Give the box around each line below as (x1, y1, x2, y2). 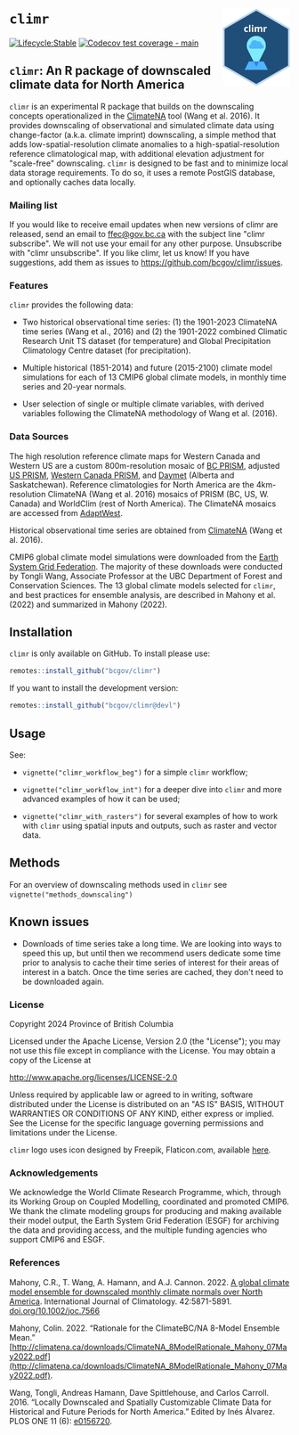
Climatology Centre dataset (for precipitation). (21, 345, 191, 356)
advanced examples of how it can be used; (21, 793, 181, 805)
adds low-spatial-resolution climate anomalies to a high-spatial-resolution (9, 138, 280, 150)
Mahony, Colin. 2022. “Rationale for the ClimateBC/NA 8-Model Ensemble (9, 1323, 280, 1333)
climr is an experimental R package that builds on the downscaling (9, 101, 255, 111)
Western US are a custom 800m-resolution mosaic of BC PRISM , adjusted (9, 460, 280, 471)
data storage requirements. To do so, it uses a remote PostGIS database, (9, 167, 276, 177)
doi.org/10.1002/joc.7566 (9, 1305, 101, 1316)
